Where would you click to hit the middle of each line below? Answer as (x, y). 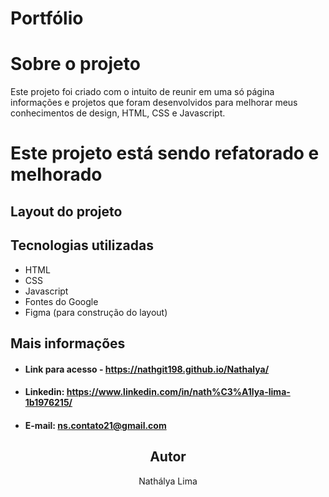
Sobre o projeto (75, 64)
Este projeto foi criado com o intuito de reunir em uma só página (142, 92)
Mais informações (68, 343)
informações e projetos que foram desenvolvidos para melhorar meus (154, 103)
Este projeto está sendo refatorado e (165, 153)
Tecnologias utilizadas (82, 245)
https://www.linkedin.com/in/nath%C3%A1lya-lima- (178, 392)
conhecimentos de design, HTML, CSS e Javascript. (118, 113)
